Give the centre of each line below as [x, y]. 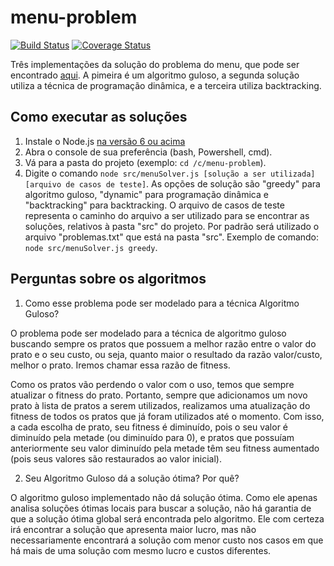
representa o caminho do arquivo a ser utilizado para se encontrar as [167, 215]
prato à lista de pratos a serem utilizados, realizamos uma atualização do [160, 405]
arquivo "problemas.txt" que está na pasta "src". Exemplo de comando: [172, 237]
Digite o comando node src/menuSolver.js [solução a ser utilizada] [170, 173]
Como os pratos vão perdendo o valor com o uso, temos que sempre [152, 384]
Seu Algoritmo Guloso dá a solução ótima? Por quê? [132, 478]
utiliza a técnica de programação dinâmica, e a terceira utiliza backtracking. [166, 85]
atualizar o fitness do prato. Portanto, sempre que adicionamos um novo [159, 395]
